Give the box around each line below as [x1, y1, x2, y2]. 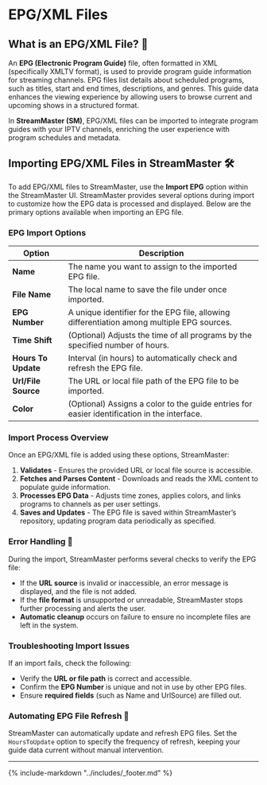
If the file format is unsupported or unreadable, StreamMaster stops [19, 595, 244, 604]
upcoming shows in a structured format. [8, 101, 140, 110]
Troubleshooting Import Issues [8, 640, 130, 651]
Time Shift [12, 335, 52, 346]
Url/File [12, 375, 41, 387]
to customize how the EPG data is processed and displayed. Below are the [8, 199, 252, 208]
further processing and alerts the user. [19, 603, 146, 613]
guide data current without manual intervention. [8, 745, 164, 755]
